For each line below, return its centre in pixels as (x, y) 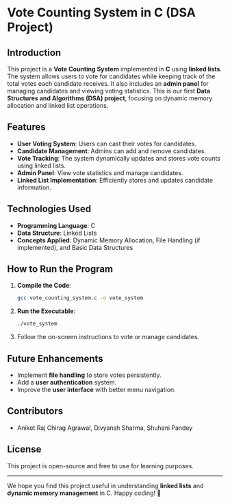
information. (34, 187)
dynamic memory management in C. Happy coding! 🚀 (84, 493)
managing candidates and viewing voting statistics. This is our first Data (109, 91)
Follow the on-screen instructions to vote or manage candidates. (108, 337)
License (24, 449)
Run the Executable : (46, 311)
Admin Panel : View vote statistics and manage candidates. (100, 172)
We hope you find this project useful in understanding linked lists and (105, 485)
